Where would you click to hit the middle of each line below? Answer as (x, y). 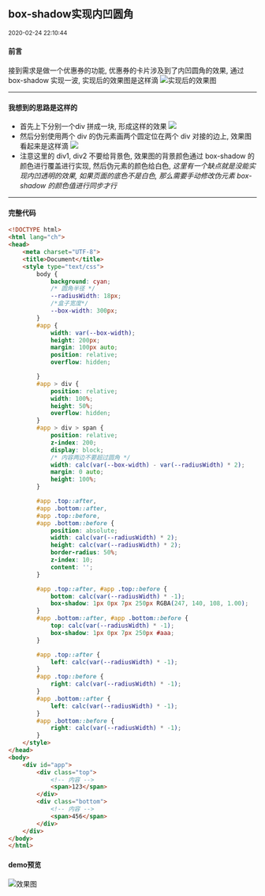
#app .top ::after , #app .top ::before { (102, 589)
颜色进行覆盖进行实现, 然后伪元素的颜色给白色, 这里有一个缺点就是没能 (134, 166)
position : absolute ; (84, 531)
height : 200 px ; (75, 340)
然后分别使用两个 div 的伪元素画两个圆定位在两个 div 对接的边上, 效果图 (136, 136)
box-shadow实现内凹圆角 (71, 14)
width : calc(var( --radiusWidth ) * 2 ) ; (114, 538)
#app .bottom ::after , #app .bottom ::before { (113, 618)
